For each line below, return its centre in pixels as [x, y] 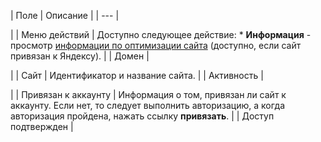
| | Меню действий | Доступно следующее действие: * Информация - [161, 34]
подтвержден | [42, 126]
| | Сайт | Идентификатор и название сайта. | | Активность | [137, 75]
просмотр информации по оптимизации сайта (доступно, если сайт [156, 45]
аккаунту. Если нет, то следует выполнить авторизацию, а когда [148, 105]
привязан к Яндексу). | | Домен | [80, 56]
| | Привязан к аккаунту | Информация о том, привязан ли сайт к [148, 94]
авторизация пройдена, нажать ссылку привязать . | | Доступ [142, 116]
